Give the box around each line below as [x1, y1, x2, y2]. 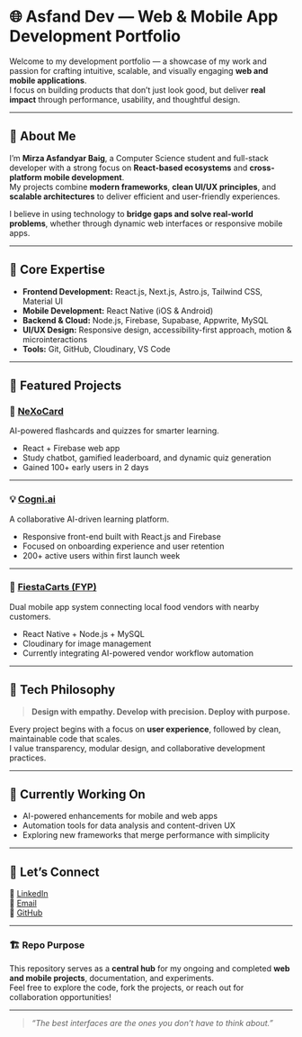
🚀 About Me [9, 129, 76, 144]
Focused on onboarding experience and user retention [22, 541, 225, 551]
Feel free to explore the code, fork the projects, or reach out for [9, 982, 244, 993]
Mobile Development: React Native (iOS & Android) [22, 305, 214, 316]
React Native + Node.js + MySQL [22, 628, 146, 639]
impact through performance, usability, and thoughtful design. [9, 94, 241, 105]
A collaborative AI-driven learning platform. [9, 514, 170, 524]
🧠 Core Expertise [9, 262, 105, 277]
